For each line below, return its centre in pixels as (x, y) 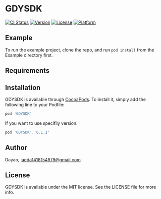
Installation (23, 87)
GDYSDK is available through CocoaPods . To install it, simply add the (76, 99)
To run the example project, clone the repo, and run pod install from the (80, 50)
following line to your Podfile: (35, 104)
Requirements (27, 71)
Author (16, 148)
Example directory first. (29, 55)
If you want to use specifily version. (41, 123)
